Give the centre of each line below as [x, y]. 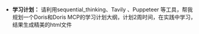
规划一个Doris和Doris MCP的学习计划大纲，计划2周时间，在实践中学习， [104, 17]
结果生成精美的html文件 [42, 25]
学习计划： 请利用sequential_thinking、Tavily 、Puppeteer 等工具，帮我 [103, 9]
